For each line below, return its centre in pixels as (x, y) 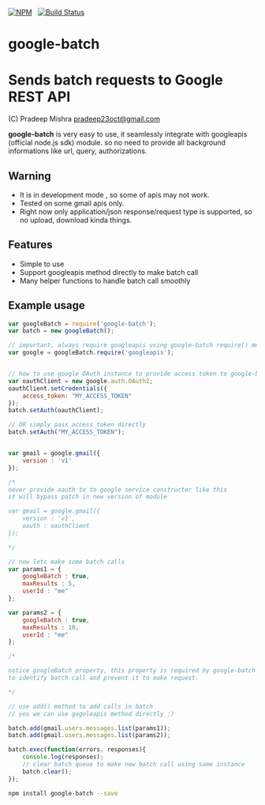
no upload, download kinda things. (76, 220)
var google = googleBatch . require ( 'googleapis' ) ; (91, 353)
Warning (30, 176)
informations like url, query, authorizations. (78, 151)
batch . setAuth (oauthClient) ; (56, 411)
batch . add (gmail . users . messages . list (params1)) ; (90, 728)
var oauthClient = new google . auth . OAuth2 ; (81, 381)
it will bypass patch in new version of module (88, 497)
